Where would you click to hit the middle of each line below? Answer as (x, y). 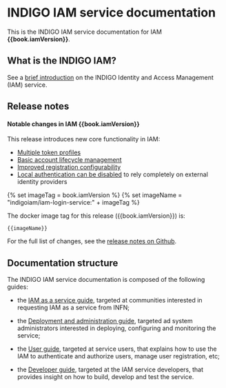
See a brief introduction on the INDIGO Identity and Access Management (110, 77)
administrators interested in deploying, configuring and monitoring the (116, 328)
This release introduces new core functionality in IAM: (84, 139)
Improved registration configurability (69, 167)
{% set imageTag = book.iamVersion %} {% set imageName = (95, 195)
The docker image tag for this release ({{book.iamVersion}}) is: (96, 216)
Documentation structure (63, 263)
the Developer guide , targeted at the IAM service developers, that (110, 369)
